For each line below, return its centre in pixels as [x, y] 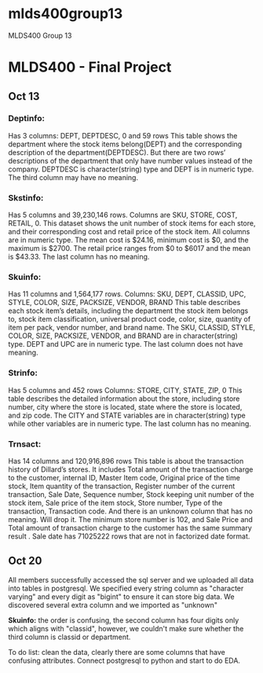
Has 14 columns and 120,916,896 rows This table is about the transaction [126, 461]
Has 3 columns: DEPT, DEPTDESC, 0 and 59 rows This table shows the [123, 135]
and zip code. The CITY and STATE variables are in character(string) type [127, 415]
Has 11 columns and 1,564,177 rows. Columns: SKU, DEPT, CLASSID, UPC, [127, 294]
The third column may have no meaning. [73, 177]
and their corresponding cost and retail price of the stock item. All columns [129, 232]
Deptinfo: [27, 119]
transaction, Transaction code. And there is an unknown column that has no [131, 511]
